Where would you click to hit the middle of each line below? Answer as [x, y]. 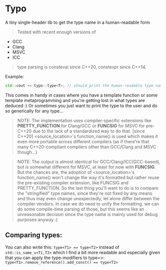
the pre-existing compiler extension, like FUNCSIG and [73, 183]
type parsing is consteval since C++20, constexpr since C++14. [82, 67]
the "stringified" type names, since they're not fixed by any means [85, 193]
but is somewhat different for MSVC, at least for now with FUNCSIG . [86, 167]
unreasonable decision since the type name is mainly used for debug [87, 214]
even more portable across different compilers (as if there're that [83, 141]
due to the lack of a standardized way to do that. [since [89, 131]
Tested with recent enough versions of [57, 32]
